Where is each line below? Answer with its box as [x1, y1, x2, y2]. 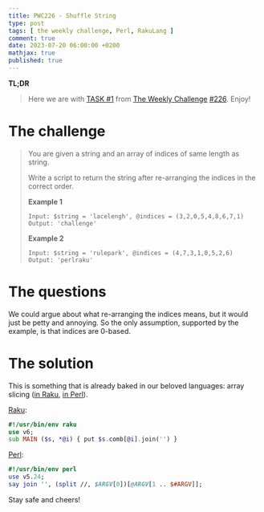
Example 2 [27, 234, 64, 243]
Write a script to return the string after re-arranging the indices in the [27, 173, 256, 182]
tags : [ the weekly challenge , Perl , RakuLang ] [8, 26, 174, 35]
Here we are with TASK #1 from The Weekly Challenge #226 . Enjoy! [27, 94, 251, 104]
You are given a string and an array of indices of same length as [27, 148, 240, 158]
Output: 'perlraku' [27, 256, 94, 264]
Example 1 [27, 197, 63, 206]
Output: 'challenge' [27, 219, 97, 227]
